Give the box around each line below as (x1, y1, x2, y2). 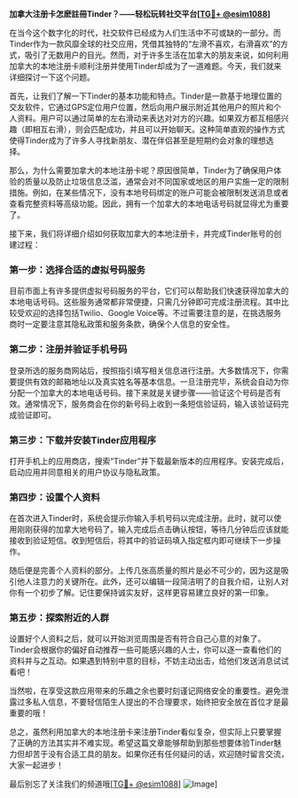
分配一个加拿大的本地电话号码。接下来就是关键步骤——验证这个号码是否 (9, 387, 273, 398)
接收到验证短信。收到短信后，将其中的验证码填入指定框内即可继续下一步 (9, 535, 273, 546)
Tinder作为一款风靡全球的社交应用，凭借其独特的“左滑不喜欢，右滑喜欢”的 (9, 39, 281, 49)
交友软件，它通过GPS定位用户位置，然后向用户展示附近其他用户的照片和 (9, 102, 274, 112)
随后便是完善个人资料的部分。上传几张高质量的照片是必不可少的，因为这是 (9, 565, 281, 576)
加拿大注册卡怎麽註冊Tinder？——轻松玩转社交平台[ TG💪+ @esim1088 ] (9, 9, 271, 19)
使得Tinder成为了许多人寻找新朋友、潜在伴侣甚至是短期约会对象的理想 (9, 135, 266, 146)
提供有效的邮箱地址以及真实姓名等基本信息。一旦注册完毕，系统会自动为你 (16, 376, 289, 387)
